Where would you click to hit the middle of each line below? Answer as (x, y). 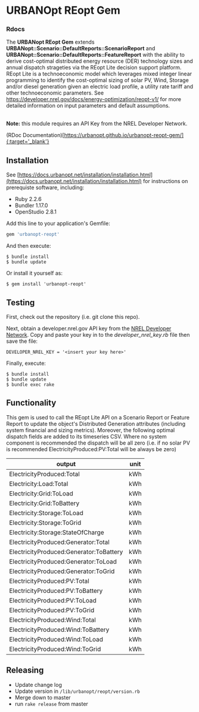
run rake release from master (51, 704)
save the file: (22, 341)
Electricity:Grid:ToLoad (41, 493)
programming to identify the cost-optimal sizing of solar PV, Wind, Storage (97, 80)
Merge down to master (43, 697)
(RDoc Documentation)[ (35, 135)
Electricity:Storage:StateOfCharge (57, 532)
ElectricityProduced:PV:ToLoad (53, 600)
